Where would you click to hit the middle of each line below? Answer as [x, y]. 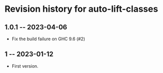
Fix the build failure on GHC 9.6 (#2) [49, 39]
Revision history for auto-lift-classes [81, 9]
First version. [25, 66]
